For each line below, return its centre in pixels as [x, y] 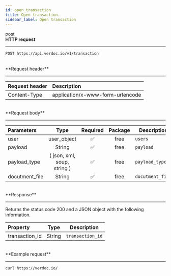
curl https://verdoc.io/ [32, 268]
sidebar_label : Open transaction [41, 19]
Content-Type [25, 95]
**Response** [21, 195]
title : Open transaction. [33, 15]
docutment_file [26, 177]
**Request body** [25, 113]
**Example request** [28, 254]
